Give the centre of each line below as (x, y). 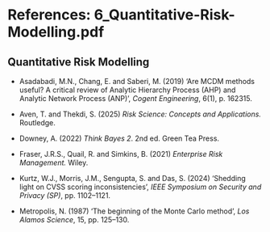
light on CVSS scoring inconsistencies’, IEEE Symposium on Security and (140, 187)
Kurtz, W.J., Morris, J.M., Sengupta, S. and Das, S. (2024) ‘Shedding (133, 178)
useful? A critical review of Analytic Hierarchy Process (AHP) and (127, 90)
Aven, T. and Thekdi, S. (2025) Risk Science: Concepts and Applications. (140, 114)
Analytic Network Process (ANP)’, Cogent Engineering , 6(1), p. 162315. (136, 98)
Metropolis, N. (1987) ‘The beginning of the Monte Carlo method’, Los (134, 211)
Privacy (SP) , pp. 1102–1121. (64, 195)
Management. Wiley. (54, 162)
